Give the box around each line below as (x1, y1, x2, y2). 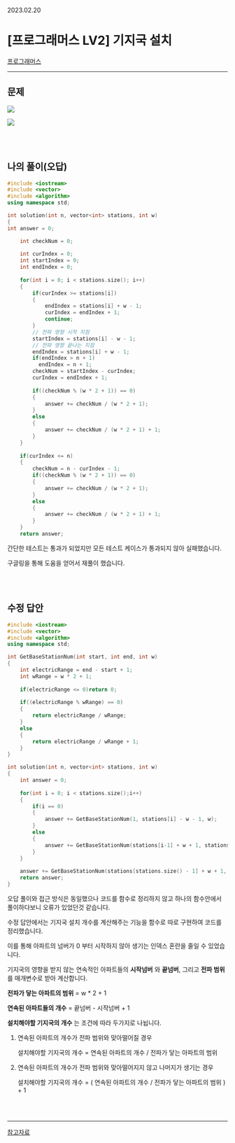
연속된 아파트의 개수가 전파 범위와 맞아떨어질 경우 (17, 1033, 152, 1042)
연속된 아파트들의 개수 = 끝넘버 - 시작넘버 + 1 (7, 1004, 130, 1012)
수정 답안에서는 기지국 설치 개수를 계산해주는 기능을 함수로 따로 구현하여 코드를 (7, 918, 222, 926)
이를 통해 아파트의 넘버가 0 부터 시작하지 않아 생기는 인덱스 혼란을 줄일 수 (7, 941, 207, 950)
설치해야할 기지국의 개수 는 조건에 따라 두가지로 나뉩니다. (7, 1018, 162, 1027)
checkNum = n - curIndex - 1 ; (32, 465, 120, 472)
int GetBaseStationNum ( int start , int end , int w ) (7, 654, 158, 661)
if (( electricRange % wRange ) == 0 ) (20, 699, 124, 706)
